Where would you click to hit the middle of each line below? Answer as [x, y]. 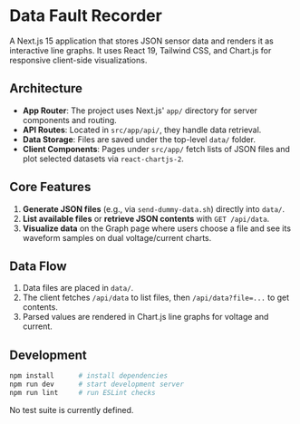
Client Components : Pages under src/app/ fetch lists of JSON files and [156, 149]
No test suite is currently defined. [72, 410]
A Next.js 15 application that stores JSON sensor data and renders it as [141, 41]
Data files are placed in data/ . [78, 288]
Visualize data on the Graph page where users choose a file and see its [157, 228]
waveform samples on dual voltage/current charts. [117, 237]
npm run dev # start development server [97, 385]
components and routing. [70, 120]
